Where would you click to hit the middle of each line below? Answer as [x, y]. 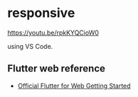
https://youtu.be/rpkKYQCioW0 [53, 33]
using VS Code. [30, 46]
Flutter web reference [56, 69]
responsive [41, 13]
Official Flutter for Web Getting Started [74, 86]
